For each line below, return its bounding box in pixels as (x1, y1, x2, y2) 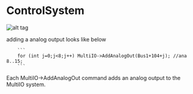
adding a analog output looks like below (6, 35, 107, 43)
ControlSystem (6, 4, 85, 18)
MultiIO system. (6, 81, 46, 88)
